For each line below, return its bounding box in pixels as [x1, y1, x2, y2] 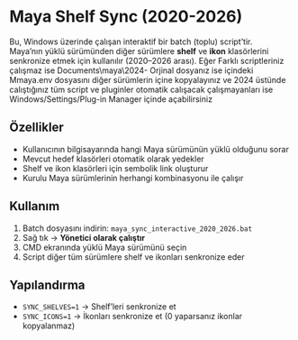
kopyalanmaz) [22, 320, 76, 331]
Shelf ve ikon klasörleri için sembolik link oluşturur [22, 162, 209, 173]
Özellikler [9, 120, 65, 135]
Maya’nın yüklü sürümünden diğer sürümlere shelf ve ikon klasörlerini [9, 45, 269, 56]
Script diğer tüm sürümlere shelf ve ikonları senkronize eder [22, 251, 245, 262]
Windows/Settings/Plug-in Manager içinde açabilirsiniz [9, 93, 213, 105]
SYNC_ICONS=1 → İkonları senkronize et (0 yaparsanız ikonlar [22, 311, 243, 322]
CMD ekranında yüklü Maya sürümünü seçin [22, 242, 187, 253]
